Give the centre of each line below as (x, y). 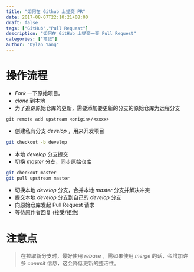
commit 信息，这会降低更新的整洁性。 (73, 263)
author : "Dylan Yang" (33, 45)
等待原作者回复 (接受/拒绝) (47, 212)
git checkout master (32, 173)
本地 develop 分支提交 (42, 154)
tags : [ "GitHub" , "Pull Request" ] (47, 28)
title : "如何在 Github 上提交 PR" (46, 12)
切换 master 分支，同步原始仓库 (53, 161)
